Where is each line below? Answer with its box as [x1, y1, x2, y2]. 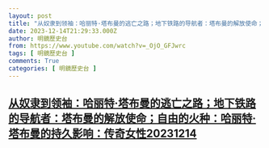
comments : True [8, 57, 60, 66]
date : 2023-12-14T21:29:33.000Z [8, 27, 117, 35]
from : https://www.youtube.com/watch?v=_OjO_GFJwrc [8, 42, 186, 50]
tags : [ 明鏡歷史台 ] [8, 49, 75, 57]
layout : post [8, 11, 53, 20]
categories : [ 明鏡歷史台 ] [8, 65, 97, 73]
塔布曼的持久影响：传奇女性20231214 [8, 127, 197, 141]
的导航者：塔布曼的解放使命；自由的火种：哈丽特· [8, 112, 257, 125]
